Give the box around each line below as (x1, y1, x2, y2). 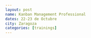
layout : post (5, 7, 32, 12)
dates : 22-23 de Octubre (5, 16, 57, 21)
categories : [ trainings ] (5, 26, 57, 31)
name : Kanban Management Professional (5, 12, 86, 17)
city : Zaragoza (5, 21, 37, 26)
